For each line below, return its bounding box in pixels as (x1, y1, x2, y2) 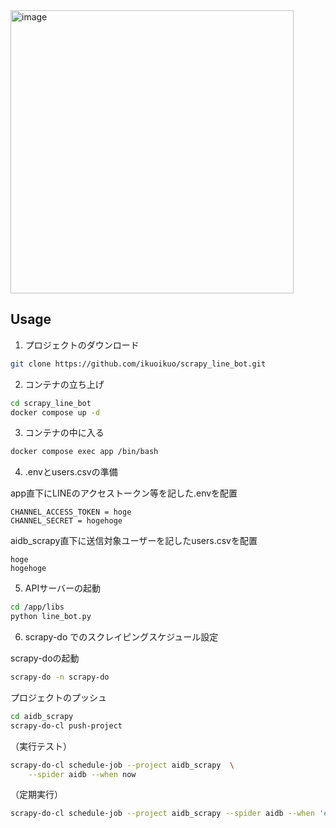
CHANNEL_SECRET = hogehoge (10, 516, 123, 526)
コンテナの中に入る (24, 427, 105, 439)
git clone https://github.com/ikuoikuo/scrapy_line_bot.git (10, 359, 267, 369)
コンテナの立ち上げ (24, 378, 105, 390)
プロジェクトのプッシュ (10, 691, 107, 703)
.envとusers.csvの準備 (24, 466, 118, 478)
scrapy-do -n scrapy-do (10, 672, 110, 683)
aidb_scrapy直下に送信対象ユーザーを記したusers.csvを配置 (10, 535, 258, 547)
